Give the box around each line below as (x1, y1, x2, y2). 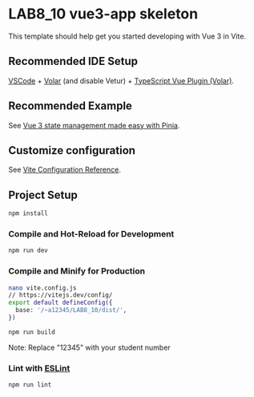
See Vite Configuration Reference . (8, 165, 122, 175)
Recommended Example (8, 99, 132, 113)
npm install (8, 209, 48, 217)
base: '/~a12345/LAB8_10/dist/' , (15, 306, 127, 314)
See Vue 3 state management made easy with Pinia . (8, 120, 180, 130)
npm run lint (8, 381, 52, 389)
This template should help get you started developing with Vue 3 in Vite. (8, 31, 247, 41)
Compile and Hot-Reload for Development (8, 228, 175, 239)
